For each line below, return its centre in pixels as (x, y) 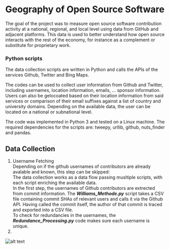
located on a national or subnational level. (49, 112)
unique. (21, 226)
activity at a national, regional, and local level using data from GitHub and (82, 29)
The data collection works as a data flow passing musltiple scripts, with (88, 178)
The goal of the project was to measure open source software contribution (83, 23)
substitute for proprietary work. (38, 45)
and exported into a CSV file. (43, 210)
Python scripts (24, 58)
